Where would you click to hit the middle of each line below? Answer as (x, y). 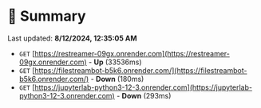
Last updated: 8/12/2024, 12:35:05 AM (72, 38)
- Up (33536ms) (115, 62)
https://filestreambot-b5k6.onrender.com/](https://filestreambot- (141, 70)
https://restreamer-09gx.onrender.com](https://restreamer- (132, 53)
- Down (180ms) (117, 79)
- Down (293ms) (144, 95)
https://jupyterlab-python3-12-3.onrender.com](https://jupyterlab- (144, 87)
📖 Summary (47, 16)
